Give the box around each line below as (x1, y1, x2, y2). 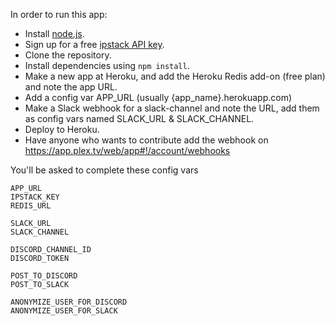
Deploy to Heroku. (24, 124, 100, 135)
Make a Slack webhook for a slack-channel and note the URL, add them (24, 102, 320, 114)
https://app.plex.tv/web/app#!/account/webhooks (24, 145, 231, 156)
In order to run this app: (10, 9, 108, 20)
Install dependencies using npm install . (24, 60, 190, 71)
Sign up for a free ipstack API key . (24, 39, 165, 50)
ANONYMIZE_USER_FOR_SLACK (10, 306, 118, 316)
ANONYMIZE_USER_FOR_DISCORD (10, 297, 128, 307)
